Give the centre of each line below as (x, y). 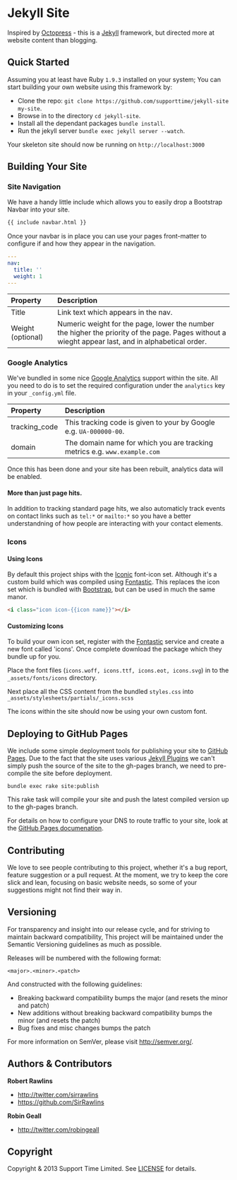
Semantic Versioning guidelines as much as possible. (85, 944)
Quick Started (38, 63)
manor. (18, 597)
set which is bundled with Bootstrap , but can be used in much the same (111, 589)
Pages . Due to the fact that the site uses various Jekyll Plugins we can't (111, 758)
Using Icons (25, 559)
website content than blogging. (53, 40)
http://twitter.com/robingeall (59, 1129)
